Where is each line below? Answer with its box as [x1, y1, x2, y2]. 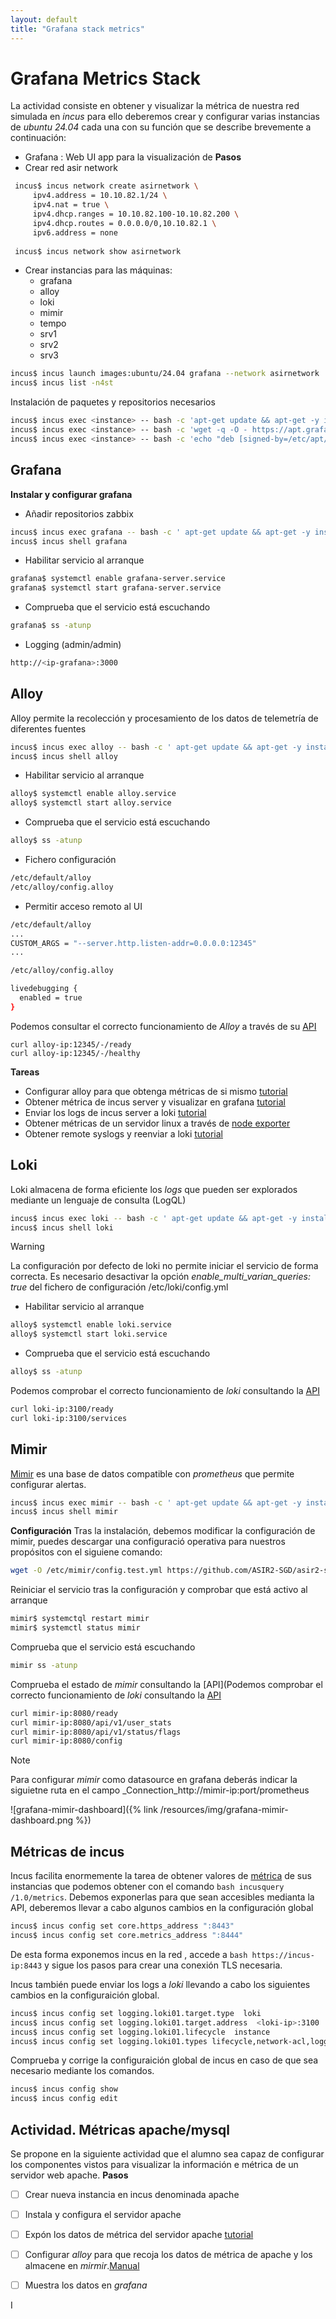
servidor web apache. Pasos [10, 2169, 129, 2181]
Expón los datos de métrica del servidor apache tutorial [24, 2229, 254, 2241]
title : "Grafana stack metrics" [10, 24, 145, 34]
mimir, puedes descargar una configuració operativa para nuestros [10, 1536, 286, 1548]
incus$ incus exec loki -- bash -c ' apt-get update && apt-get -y [10, 1213, 298, 1223]
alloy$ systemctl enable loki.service [10, 1320, 172, 1330]
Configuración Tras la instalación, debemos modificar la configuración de [10, 1525, 316, 1537]
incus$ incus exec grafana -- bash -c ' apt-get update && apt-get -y [10, 527, 311, 537]
